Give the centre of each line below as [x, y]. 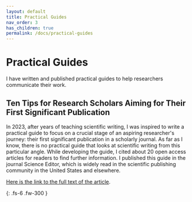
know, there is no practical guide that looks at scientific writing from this [93, 145]
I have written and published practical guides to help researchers [85, 79]
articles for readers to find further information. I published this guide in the [96, 158]
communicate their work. [36, 85]
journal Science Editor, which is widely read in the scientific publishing [91, 164]
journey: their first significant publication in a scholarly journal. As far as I [95, 139]
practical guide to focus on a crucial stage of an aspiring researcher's [90, 133]
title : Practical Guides [36, 17]
